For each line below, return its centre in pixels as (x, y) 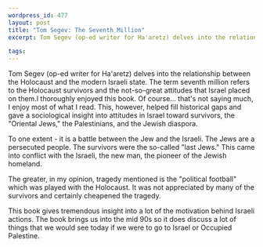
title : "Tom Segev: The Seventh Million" (77, 30)
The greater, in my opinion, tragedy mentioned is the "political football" (122, 179)
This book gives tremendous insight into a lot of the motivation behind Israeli (131, 211)
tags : (17, 52)
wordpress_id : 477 (38, 15)
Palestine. (24, 236)
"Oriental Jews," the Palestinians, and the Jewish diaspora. (103, 124)
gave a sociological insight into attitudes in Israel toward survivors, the (121, 115)
